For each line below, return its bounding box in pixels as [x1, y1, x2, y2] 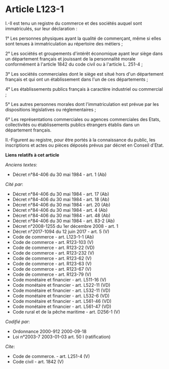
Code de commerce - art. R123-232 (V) [12, 250, 94, 256]
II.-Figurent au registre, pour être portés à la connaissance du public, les [5, 137, 155, 143]
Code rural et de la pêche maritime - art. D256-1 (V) [12, 309, 120, 315]
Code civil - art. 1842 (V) [12, 358, 64, 364]
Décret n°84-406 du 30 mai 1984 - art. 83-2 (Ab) [12, 218, 115, 224]
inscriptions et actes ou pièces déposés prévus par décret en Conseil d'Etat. [5, 142, 164, 148]
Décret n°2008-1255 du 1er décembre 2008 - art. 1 [12, 223, 119, 229]
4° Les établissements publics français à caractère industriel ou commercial [5, 86, 163, 92]
